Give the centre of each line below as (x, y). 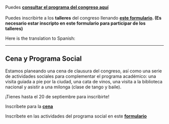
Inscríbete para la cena (29, 106)
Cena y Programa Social (44, 59)
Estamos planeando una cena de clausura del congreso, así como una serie (83, 71)
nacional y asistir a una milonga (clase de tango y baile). (63, 87)
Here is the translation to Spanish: (40, 38)
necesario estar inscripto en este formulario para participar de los (75, 23)
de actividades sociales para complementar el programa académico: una (81, 76)
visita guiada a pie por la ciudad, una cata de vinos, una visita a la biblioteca (84, 81)
